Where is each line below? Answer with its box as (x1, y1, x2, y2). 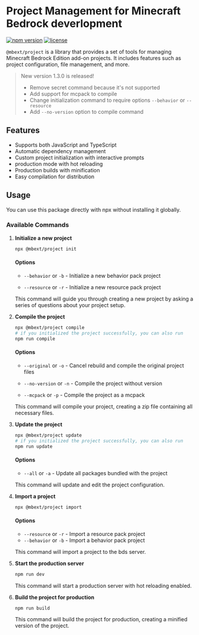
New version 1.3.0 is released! (20, 72, 94, 79)
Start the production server (14, 559, 85, 567)
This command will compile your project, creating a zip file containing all (14, 402, 192, 410)
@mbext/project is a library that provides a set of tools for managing (6, 48, 172, 55)
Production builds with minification (14, 166, 100, 174)
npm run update (14, 443, 53, 450)
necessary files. (14, 409, 54, 416)
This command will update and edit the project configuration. (14, 481, 165, 488)
